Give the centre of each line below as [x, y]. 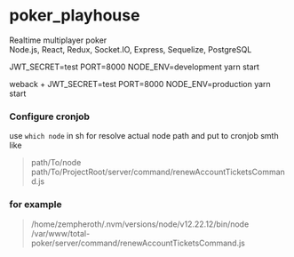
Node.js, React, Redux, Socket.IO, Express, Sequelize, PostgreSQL [131, 49]
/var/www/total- [60, 233]
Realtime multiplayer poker [58, 40]
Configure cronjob [50, 116]
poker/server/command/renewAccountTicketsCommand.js [138, 243]
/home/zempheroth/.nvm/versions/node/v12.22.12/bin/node [140, 224]
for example [36, 205]
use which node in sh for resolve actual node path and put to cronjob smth [144, 136]
